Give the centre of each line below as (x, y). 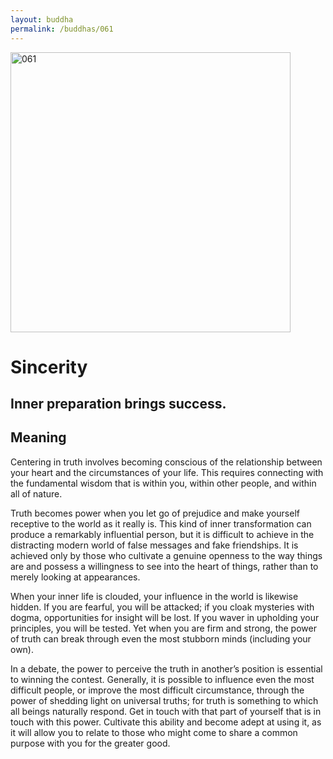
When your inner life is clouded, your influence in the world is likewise (154, 596)
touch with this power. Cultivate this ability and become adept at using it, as (166, 722)
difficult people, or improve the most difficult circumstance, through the (157, 690)
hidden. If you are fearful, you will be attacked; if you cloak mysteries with (162, 607)
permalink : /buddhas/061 (62, 29)
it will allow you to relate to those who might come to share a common (154, 732)
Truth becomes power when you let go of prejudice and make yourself (155, 513)
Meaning (38, 437)
